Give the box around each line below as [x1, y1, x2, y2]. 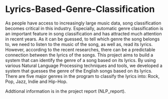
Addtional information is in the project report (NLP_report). [5, 88, 126, 94]
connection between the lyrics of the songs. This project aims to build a [5, 51, 153, 58]
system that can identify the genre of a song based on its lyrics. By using [5, 57, 156, 63]
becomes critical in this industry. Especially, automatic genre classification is [5, 25, 163, 31]
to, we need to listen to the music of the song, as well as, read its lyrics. [5, 41, 153, 47]
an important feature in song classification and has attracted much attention [5, 30, 162, 36]
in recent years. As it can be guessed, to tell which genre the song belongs [5, 36, 160, 42]
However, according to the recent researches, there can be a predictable [5, 46, 155, 52]
